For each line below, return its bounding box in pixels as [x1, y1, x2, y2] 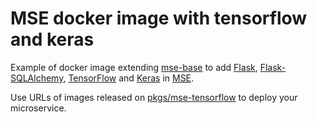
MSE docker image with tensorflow [10, 7, 308, 30]
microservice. [10, 102, 67, 114]
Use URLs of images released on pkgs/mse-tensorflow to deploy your [10, 91, 298, 103]
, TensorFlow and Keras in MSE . [63, 72, 195, 84]
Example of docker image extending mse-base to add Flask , [10, 61, 258, 73]
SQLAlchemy [10, 72, 64, 84]
